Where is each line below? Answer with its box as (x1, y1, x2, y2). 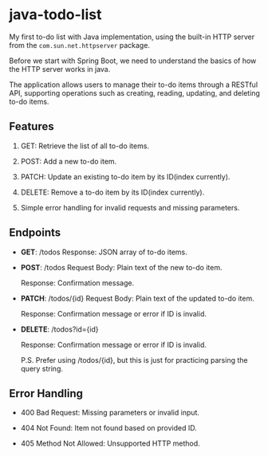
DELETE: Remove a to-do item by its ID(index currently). (20, 187, 205, 197)
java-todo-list (9, 6, 102, 24)
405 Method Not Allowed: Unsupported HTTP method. (20, 438, 200, 448)
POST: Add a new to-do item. (20, 156, 117, 166)
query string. (20, 364, 63, 373)
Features (9, 120, 54, 133)
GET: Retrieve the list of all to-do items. (20, 141, 150, 151)
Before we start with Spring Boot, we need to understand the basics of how (9, 56, 257, 65)
